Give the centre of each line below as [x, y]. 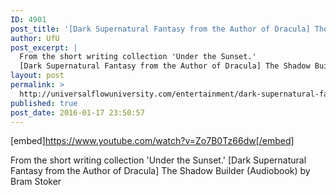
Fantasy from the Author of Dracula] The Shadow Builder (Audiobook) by [160, 171]
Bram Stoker [36, 182]
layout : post [37, 76]
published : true [44, 103]
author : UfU [35, 38]
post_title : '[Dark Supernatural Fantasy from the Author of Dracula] [160, 29]
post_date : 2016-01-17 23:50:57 [77, 112]
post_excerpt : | [44, 47]
